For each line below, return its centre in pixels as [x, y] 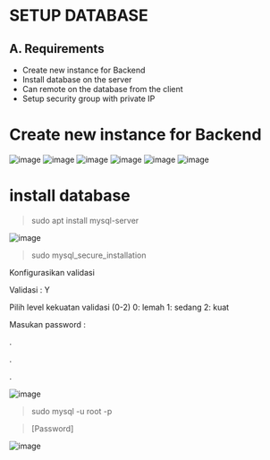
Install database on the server [77, 80]
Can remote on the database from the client [102, 89]
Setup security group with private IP [89, 98]
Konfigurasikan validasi [52, 272]
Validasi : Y [30, 290]
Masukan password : [48, 324]
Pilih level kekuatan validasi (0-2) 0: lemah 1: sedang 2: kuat [119, 307]
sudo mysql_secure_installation [89, 255]
